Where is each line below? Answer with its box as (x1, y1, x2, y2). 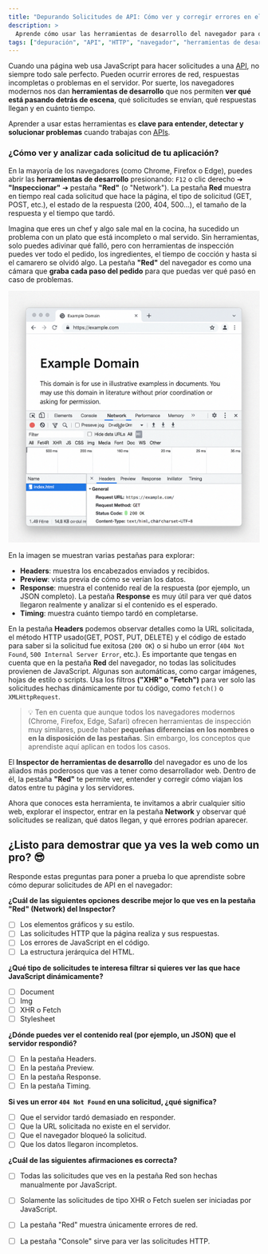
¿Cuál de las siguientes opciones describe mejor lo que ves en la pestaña (8, 896, 256, 906)
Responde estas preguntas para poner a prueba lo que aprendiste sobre (8, 872, 246, 882)
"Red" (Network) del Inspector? (8, 904, 116, 914)
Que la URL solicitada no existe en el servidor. (19, 1121, 171, 1131)
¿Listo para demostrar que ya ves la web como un (8, 838, 260, 851)
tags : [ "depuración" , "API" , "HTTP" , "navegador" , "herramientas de (8, 38, 241, 46)
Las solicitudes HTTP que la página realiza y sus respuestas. (19, 929, 220, 938)
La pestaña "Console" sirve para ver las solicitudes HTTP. (19, 1236, 211, 1246)
